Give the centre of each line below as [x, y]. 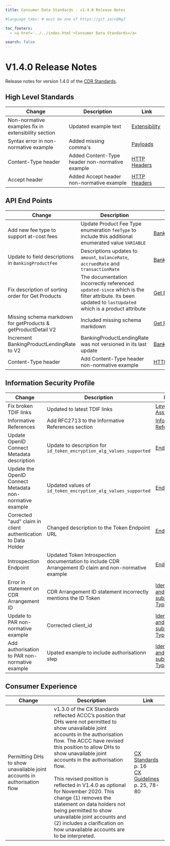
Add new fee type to [32, 230]
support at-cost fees [33, 236]
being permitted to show [83, 810]
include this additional [107, 236]
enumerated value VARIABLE [113, 242]
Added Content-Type [94, 155]
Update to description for [77, 445]
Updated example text [95, 126]
